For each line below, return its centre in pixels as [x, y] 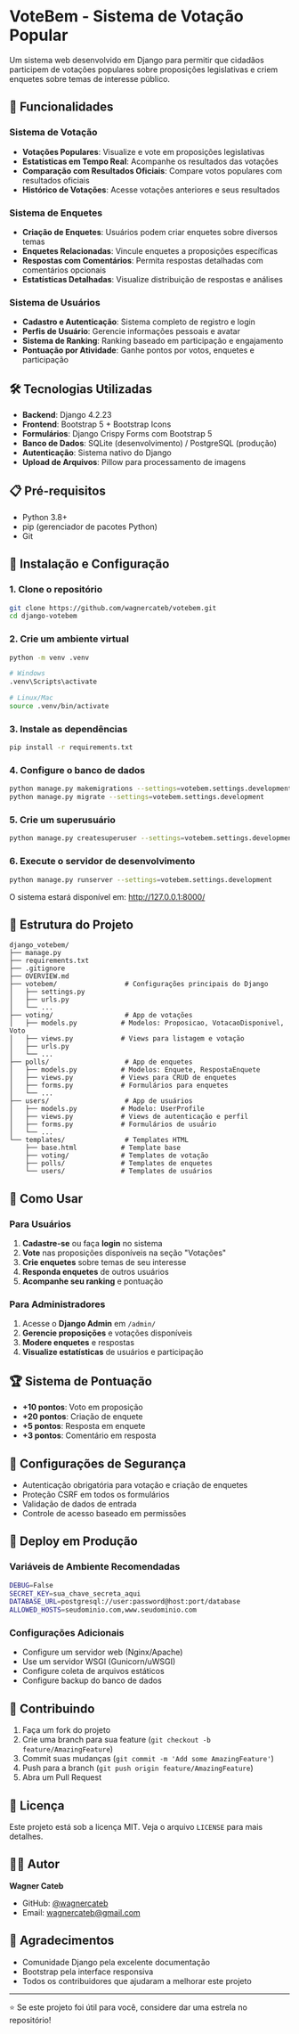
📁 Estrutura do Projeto [71, 924]
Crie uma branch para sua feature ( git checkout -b [116, 1740]
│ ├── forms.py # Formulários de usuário [113, 1124]
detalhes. [26, 1836]
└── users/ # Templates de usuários [119, 1172]
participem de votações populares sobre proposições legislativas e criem [144, 69]
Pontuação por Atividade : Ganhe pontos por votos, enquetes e [138, 350]
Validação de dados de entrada [79, 1504]
